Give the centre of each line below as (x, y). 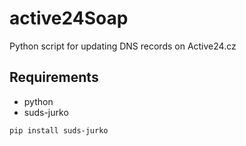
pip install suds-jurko (59, 130)
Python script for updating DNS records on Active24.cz (123, 46)
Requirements (54, 77)
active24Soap (69, 18)
